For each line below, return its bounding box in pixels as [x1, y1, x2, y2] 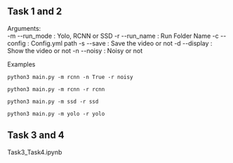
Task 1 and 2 [7, 6, 62, 17]
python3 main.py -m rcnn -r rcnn [7, 85, 105, 93]
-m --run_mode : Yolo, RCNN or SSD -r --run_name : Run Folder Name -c [7, 31, 219, 40]
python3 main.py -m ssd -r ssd [7, 98, 99, 105]
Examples [7, 59, 36, 69]
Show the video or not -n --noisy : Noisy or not [7, 46, 142, 55]
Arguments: [7, 24, 41, 32]
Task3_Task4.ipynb [7, 148, 62, 156]
